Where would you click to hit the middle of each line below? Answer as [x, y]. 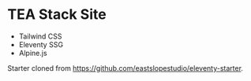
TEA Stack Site [57, 15]
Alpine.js [33, 53]
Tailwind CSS [40, 36]
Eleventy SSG [41, 44]
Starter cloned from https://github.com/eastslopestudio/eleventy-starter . [126, 68]
